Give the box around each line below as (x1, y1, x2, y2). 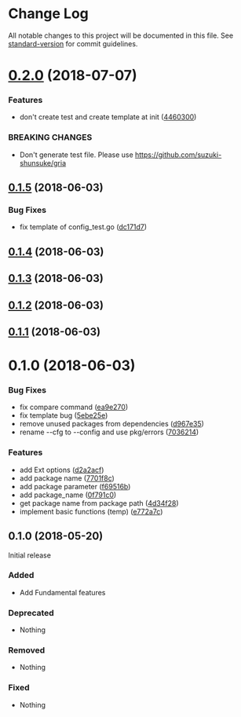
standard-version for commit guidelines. (8, 38, 138, 48)
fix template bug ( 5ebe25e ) (19, 411, 108, 420)
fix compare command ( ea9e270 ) (19, 402, 129, 412)
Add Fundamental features (19, 587, 106, 597)
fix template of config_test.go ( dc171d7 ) (19, 222, 148, 232)
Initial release (8, 551, 51, 560)
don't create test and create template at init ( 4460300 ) (19, 112, 197, 122)
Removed (8, 645, 46, 656)
